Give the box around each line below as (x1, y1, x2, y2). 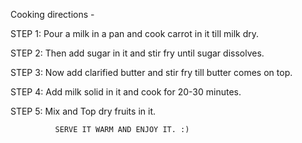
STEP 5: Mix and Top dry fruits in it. (10, 105, 156, 117)
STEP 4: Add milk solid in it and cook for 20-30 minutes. (10, 86, 242, 98)
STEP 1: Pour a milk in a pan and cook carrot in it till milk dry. (10, 28, 259, 39)
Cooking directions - (10, 9, 95, 20)
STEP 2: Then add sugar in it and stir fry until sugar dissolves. (10, 47, 265, 59)
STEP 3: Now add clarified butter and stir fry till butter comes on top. (10, 67, 293, 78)
